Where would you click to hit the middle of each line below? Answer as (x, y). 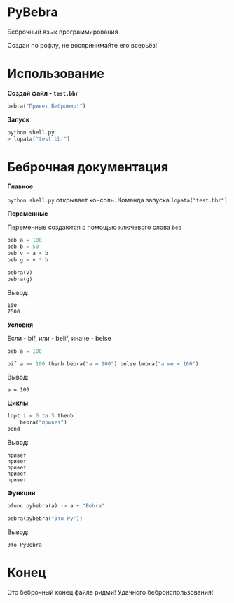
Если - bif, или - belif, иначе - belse (59, 338)
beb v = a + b (28, 254)
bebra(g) (20, 279)
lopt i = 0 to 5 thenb (40, 416)
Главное (20, 186)
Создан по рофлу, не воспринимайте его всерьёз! (82, 45)
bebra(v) (20, 272)
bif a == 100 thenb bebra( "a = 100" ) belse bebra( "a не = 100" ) (103, 364)
